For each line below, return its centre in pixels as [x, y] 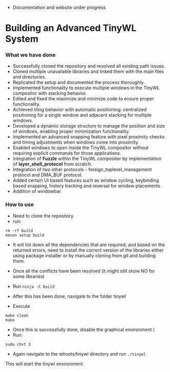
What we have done [30, 55]
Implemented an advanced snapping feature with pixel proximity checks [89, 137]
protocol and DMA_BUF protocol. [48, 175]
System [22, 39]
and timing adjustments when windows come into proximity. [76, 142]
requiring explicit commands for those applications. [67, 153]
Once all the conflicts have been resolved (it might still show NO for [84, 271]
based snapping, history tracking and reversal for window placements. [87, 186]
